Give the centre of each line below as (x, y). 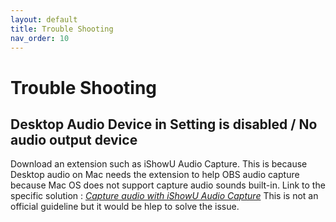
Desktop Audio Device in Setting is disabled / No (164, 124)
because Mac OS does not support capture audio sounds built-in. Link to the (168, 185)
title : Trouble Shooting (62, 29)
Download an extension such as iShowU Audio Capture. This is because (159, 164)
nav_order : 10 (40, 38)
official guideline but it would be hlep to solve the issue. (125, 207)
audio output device (74, 139)
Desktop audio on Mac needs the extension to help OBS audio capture (155, 175)
